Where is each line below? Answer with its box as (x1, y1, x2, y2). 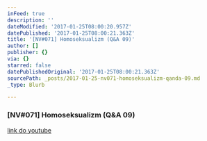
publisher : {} (7, 49, 49, 56)
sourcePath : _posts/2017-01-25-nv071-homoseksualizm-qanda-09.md (7, 74, 200, 82)
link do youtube (7, 126, 52, 134)
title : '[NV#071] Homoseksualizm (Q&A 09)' (7, 36, 135, 43)
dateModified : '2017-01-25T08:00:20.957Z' (7, 23, 132, 30)
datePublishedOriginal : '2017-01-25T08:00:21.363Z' (7, 68, 160, 75)
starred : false (7, 62, 51, 69)
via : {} (7, 56, 30, 63)
